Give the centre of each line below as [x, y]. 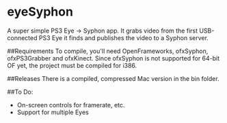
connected [22, 37]
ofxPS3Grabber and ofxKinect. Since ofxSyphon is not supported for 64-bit [113, 58]
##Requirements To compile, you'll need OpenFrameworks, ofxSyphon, [108, 51]
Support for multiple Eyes [53, 112]
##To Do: [20, 92]
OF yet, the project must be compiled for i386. [72, 65]
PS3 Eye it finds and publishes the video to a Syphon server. [123, 37]
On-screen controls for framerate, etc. [71, 105]
